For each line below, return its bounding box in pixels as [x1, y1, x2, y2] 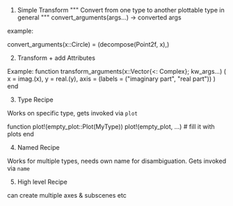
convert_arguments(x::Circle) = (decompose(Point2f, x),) [7, 40, 170, 48]
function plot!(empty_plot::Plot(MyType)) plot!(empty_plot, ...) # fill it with [7, 122, 216, 131]
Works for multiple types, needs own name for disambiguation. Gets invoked [7, 157, 227, 165]
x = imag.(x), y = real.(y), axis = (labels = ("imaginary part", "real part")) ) [7, 74, 216, 83]
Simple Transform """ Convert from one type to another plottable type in [17, 6, 225, 14]
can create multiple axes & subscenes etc [7, 191, 127, 199]
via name [7, 164, 30, 173]
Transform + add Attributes [17, 54, 96, 62]
